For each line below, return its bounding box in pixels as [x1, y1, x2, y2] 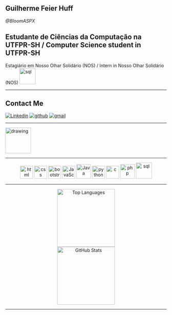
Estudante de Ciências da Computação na [5, 33, 142, 42]
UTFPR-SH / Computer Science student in [5, 41, 141, 49]
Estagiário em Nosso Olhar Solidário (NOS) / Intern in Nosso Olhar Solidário [5, 62, 164, 68]
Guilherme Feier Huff [5, 4, 73, 13]
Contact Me [5, 99, 44, 108]
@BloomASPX [5, 17, 35, 24]
